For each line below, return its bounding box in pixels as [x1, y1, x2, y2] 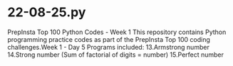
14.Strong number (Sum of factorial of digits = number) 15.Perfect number [7, 50, 224, 59]
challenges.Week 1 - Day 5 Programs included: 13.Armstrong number [7, 43, 210, 51]
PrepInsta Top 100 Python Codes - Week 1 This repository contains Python [7, 28, 227, 36]
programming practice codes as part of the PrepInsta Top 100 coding [7, 35, 210, 43]
